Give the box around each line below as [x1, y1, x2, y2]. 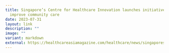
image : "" [5, 31, 26, 36]
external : [5, 40, 26, 45]
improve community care [10, 12, 59, 17]
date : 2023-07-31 [5, 17, 42, 22]
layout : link [5, 21, 33, 27]
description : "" [5, 26, 39, 31]
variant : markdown [5, 36, 44, 41]
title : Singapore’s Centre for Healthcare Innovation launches [5, 7, 141, 13]
